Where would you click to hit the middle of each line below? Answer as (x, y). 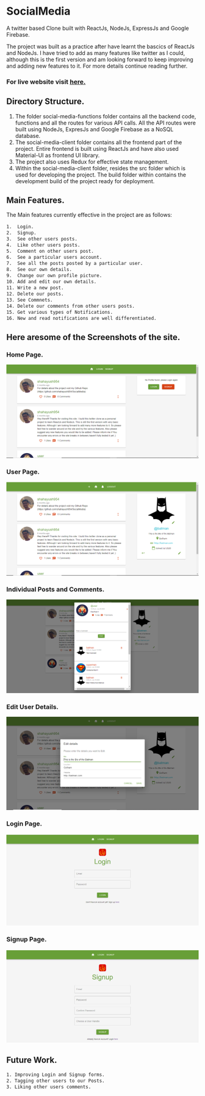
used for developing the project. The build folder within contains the (100, 175)
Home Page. (25, 354)
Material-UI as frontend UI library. (57, 155)
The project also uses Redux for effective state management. (92, 161)
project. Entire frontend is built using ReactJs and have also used (97, 148)
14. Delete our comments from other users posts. (71, 307)
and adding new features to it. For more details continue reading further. (97, 66)
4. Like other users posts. (43, 245)
